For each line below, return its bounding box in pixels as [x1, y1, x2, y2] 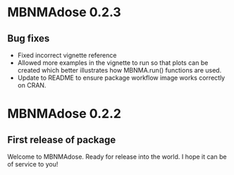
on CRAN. [17, 81, 47, 89]
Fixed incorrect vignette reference [17, 51, 117, 59]
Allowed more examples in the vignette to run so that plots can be [17, 59, 209, 67]
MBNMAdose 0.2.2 [7, 106, 122, 122]
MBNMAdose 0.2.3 [7, 4, 121, 20]
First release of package [7, 133, 116, 145]
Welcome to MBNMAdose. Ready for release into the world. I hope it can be [7, 152, 227, 161]
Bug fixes [7, 32, 50, 44]
